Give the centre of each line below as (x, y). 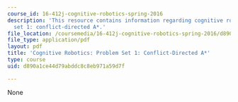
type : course (27, 60)
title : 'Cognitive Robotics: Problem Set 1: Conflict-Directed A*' (109, 53)
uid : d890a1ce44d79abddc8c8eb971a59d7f (66, 66)
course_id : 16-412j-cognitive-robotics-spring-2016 (85, 14)
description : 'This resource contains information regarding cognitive (115, 20)
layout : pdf (25, 46)
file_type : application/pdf (49, 40)
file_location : (30, 33)
